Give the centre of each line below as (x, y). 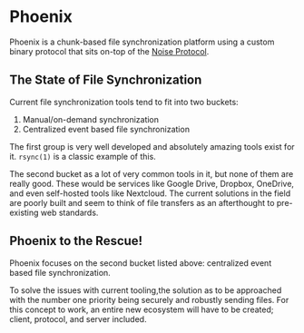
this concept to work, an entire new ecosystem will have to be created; (142, 309)
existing (24, 212)
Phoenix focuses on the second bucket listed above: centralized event (141, 263)
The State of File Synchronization (106, 80)
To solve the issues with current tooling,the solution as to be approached (146, 290)
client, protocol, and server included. (78, 318)
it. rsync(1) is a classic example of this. (83, 156)
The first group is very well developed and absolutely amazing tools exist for (152, 146)
